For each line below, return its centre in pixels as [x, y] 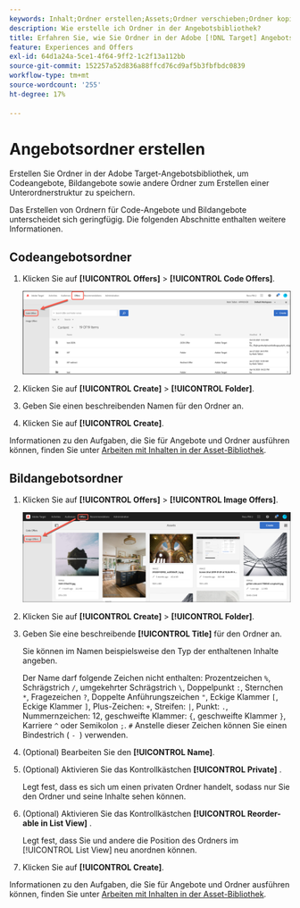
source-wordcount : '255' [55, 85]
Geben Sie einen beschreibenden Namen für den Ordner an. [133, 406]
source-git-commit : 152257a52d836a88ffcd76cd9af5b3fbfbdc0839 [127, 66]
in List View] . [66, 823]
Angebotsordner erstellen [107, 149]
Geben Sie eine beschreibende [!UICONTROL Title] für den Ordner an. [152, 634]
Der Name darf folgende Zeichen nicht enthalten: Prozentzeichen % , [146, 678]
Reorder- [264, 814]
